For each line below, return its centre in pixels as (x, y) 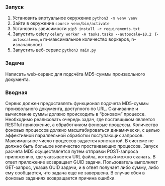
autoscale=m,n (27, 40)
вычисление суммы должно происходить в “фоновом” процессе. (75, 114)
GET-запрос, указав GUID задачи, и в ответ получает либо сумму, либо (82, 167)
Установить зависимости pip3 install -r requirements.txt (76, 29)
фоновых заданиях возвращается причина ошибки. (60, 178)
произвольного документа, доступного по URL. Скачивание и (72, 109)
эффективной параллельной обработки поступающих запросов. (74, 135)
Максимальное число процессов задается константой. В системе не (79, 141)
